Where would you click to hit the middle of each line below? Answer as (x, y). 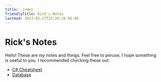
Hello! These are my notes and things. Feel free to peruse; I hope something (81, 55)
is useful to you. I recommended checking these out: (57, 60)
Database (22, 75)
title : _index (19, 9)
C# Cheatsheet (27, 70)
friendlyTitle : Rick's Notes (34, 14)
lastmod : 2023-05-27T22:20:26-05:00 (42, 18)
